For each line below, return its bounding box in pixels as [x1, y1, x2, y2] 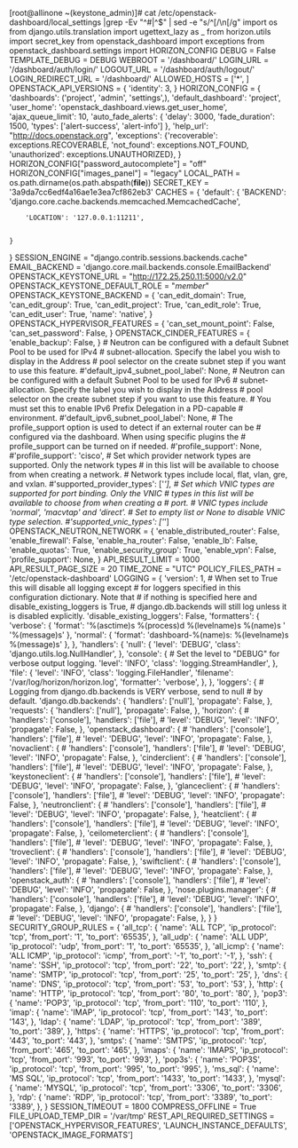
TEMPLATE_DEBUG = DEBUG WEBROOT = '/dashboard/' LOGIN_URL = [9, 55, 269, 65]
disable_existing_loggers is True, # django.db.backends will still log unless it [9, 601, 287, 612]
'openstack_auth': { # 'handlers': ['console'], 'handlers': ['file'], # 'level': [9, 875, 271, 885]
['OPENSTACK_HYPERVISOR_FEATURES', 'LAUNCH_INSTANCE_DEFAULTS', [9, 1120, 288, 1130]
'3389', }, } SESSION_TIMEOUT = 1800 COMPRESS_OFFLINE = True [9, 1101, 257, 1112]
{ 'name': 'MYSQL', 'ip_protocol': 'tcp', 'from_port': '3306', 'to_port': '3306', [9, 1082, 283, 1093]
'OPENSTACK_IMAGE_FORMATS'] [9, 1129, 133, 1140]
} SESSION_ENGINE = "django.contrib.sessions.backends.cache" [9, 252, 248, 263]
